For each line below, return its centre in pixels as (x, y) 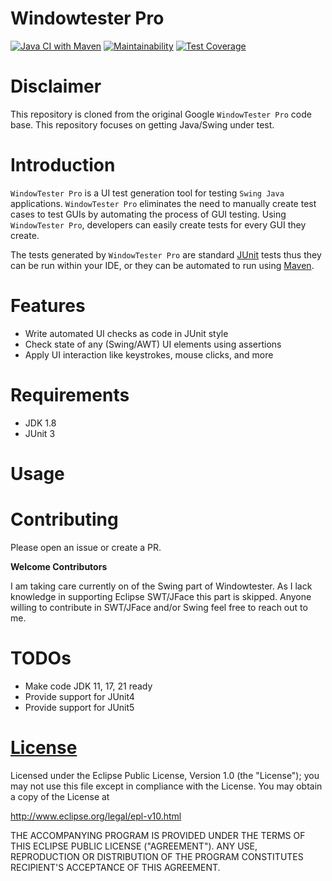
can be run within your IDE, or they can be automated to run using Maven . (162, 265)
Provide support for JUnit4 (79, 696)
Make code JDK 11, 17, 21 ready (88, 686)
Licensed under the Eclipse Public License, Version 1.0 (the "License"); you (165, 775)
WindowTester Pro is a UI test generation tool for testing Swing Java (147, 193)
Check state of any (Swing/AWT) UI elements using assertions (153, 344)
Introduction (63, 165)
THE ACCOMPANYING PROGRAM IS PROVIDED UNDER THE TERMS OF (158, 835)
